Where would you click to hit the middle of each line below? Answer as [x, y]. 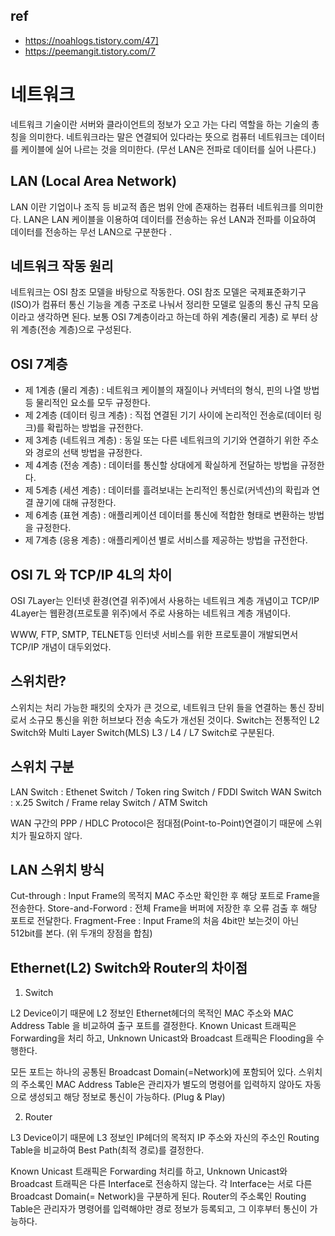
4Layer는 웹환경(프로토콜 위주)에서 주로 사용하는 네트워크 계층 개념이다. [151, 613]
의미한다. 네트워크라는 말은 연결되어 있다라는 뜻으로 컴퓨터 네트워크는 [163, 136]
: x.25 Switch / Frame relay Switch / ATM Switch [109, 802]
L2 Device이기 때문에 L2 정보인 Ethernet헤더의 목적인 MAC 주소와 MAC [152, 1013]
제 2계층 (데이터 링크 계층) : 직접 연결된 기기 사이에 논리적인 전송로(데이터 [168, 415]
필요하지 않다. [55, 835]
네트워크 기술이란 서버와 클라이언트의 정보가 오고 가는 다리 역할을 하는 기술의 [160, 124]
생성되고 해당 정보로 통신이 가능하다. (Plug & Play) [127, 1097]
